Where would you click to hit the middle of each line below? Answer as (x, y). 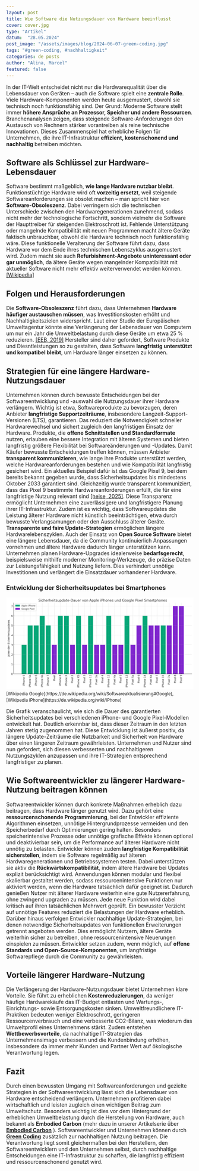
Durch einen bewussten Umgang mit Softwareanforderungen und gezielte (97, 1086)
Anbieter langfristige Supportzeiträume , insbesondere (74, 414)
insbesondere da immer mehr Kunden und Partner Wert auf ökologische (94, 1046)
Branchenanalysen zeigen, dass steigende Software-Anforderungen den (95, 119)
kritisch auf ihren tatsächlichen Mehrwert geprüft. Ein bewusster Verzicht (96, 906)
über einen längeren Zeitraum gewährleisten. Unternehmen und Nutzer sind (99, 743)
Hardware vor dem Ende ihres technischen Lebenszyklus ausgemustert (94, 250)
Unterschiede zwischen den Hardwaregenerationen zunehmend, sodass (95, 212)
